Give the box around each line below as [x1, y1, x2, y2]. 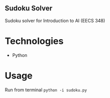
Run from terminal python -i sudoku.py [5, 86, 87, 93]
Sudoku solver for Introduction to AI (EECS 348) [5, 17, 105, 23]
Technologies [5, 36, 64, 47]
